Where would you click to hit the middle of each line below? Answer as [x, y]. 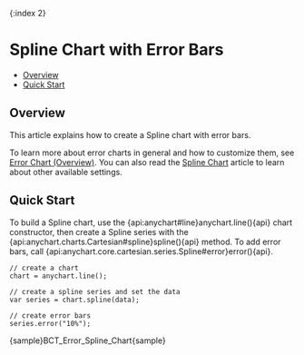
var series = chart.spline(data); [75, 300]
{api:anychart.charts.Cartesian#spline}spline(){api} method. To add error [145, 242]
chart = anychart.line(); [58, 276]
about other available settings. [66, 172]
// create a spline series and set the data [95, 291]
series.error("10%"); [50, 323]
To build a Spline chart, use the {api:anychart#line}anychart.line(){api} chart [151, 222]
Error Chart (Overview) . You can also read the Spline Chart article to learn [147, 162]
